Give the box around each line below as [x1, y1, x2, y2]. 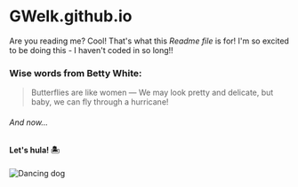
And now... [9, 117, 49, 128]
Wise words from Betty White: [9, 66, 142, 79]
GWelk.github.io [9, 6, 133, 27]
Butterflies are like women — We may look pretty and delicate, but [30, 87, 274, 98]
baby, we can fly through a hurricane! [30, 97, 169, 107]
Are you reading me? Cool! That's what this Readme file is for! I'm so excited [9, 35, 289, 46]
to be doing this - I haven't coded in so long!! [9, 44, 173, 55]
